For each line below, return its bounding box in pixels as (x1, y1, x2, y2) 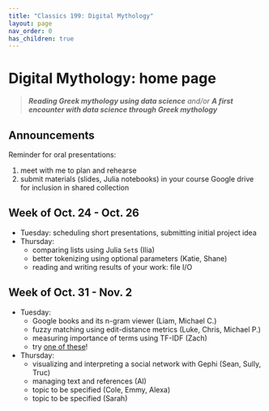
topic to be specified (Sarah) (32, 393, 128, 403)
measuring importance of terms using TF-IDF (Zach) (32, 333, 208, 343)
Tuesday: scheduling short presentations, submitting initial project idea (19, 228, 257, 238)
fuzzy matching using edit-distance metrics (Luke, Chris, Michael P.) (32, 324, 262, 334)
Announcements (8, 128, 95, 142)
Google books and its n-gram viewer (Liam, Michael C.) (32, 315, 217, 325)
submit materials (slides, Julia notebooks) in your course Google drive (19, 174, 254, 183)
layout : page (8, 19, 53, 28)
